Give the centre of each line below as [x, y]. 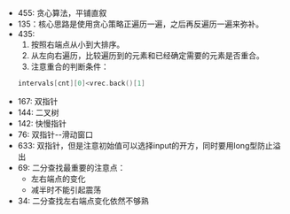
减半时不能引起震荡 [66, 189]
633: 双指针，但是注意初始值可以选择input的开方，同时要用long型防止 [145, 145]
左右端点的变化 [58, 179]
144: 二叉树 [38, 112]
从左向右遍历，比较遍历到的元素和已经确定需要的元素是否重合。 [147, 55]
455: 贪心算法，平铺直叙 [62, 13]
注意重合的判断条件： [70, 66]
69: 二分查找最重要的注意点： [71, 167]
